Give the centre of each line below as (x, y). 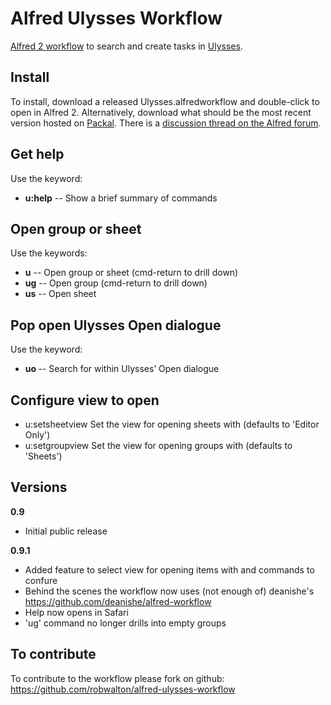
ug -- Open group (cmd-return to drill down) (116, 283)
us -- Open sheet (60, 294)
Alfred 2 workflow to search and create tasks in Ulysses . (126, 46)
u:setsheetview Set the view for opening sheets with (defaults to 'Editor (172, 424)
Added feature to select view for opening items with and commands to (169, 569)
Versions (39, 487)
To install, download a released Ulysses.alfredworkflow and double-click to (165, 101)
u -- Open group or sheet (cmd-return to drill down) (131, 273)
